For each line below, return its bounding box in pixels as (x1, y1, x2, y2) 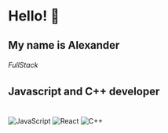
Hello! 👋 (8, 7, 60, 25)
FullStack (8, 61, 38, 70)
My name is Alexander (8, 39, 120, 52)
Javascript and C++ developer (8, 84, 160, 98)
